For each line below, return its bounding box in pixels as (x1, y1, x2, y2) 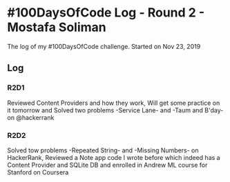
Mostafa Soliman (7, 19, 106, 35)
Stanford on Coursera (7, 168, 69, 176)
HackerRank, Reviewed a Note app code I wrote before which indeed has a (7, 153, 220, 161)
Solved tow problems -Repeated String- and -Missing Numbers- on (7, 146, 199, 154)
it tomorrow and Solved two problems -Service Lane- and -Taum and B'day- (7, 105, 224, 114)
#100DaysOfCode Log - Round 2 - (7, 5, 205, 21)
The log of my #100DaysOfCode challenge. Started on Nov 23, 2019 (7, 42, 201, 50)
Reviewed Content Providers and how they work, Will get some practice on (7, 99, 220, 107)
